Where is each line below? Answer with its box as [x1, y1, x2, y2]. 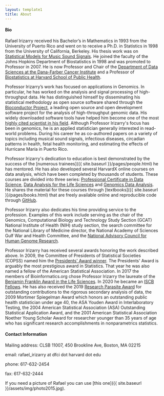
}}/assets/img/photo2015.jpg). [5, 385, 65, 391]
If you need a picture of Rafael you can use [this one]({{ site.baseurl [5, 380, 142, 386]
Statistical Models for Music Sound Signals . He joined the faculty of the [5, 53, 148, 59]
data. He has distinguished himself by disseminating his [28, 94, 141, 100]
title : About [5, 12, 32, 17]
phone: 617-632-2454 [5, 361, 50, 367]
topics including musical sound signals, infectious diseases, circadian [5, 136, 145, 141]
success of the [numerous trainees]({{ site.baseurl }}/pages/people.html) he [5, 161, 159, 166]
